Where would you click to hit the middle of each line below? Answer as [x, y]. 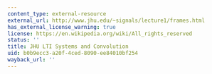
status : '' [23, 40]
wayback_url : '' [31, 60]
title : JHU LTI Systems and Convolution [68, 47]
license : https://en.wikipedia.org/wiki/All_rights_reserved [100, 33]
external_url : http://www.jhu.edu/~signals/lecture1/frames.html [106, 20]
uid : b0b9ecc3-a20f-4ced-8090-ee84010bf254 [73, 54]
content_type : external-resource [57, 14]
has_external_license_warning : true [62, 27]
